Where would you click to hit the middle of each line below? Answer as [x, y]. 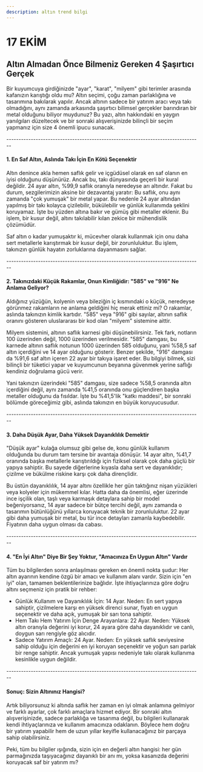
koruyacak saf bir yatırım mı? [42, 762]
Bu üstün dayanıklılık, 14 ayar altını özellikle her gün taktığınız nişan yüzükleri [102, 486]
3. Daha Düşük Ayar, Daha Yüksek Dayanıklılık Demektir [78, 435]
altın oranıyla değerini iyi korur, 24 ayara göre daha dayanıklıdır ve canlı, [105, 627]
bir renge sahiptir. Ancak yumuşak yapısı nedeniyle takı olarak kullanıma [105, 653]
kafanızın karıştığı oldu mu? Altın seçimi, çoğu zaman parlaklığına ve [91, 95]
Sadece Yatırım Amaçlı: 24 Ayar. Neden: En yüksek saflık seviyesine [100, 640]
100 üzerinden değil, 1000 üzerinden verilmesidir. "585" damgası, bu [92, 339]
